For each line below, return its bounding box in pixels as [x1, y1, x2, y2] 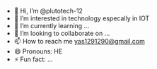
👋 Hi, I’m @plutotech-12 [13, 7, 83, 15]
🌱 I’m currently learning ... [13, 22, 90, 30]
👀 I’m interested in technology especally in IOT [13, 14, 150, 23]
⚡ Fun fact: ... [13, 55, 53, 63]
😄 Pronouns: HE [13, 47, 63, 56]
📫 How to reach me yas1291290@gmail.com [13, 37, 145, 45]
